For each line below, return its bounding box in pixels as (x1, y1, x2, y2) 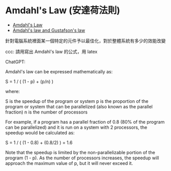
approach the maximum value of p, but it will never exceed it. (5, 160, 133, 166)
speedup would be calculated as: (5, 129, 75, 135)
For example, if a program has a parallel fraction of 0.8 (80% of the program (5, 119, 165, 125)
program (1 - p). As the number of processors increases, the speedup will (5, 155, 159, 161)
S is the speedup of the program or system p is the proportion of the (5, 98, 149, 104)
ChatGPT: (5, 59, 25, 65)
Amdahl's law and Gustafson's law (12, 27, 85, 33)
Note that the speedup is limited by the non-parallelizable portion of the (5, 149, 155, 155)
